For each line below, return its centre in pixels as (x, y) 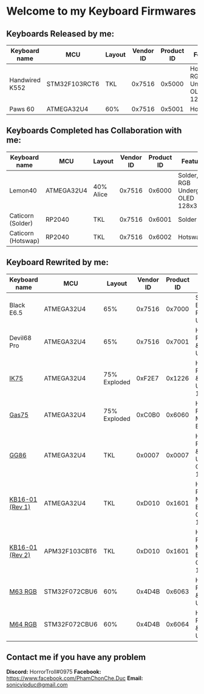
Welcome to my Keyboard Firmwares (101, 11)
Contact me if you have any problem (76, 657)
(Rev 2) (20, 554)
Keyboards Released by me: (60, 34)
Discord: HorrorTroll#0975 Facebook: (54, 672)
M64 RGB (23, 624)
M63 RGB (23, 591)
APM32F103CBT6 (70, 551)
